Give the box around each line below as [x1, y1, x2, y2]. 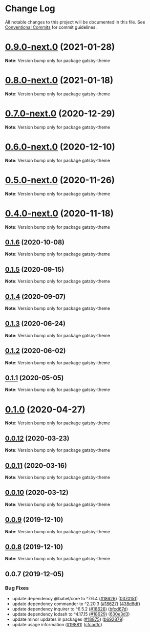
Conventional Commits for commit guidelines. [5, 24, 97, 30]
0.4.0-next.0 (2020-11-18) [5, 208, 114, 219]
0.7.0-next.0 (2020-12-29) [5, 108, 115, 119]
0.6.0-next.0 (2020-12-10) [5, 141, 115, 152]
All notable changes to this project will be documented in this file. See [5, 19, 146, 25]
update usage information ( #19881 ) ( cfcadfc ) [12, 622, 103, 628]
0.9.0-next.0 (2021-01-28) [5, 42, 115, 53]
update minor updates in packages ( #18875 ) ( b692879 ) [12, 616, 124, 622]
